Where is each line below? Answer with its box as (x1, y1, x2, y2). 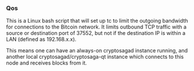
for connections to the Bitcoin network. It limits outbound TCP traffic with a (6, 23, 187, 30)
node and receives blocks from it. (6, 59, 87, 66)
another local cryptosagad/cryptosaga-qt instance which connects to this (6, 54, 184, 61)
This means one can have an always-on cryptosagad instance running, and (6, 47, 188, 54)
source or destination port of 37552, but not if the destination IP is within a (6, 30, 186, 37)
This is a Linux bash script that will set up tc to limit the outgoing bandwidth (6, 17, 189, 24)
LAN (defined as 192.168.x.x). (6, 36, 77, 43)
